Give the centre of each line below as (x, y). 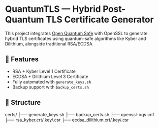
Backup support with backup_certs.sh (50, 87)
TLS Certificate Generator (100, 20)
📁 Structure (23, 103)
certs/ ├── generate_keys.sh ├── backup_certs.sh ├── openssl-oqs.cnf (79, 114)
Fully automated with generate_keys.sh (51, 82)
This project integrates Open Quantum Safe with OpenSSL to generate (76, 33)
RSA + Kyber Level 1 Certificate (44, 71)
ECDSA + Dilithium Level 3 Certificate (50, 76)
